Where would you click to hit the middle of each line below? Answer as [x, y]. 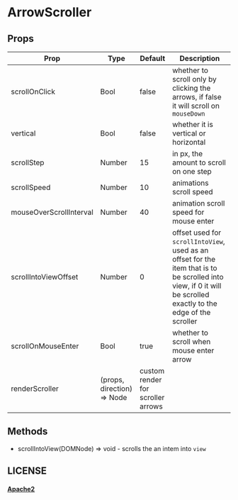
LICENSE [27, 471]
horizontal [189, 142]
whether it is [193, 124]
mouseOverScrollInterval [52, 212]
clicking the [192, 88]
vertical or [189, 133]
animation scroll [199, 203]
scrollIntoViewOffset [45, 277]
